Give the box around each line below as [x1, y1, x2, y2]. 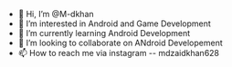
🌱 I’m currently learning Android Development [17, 28, 191, 38]
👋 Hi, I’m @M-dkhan [17, 9, 94, 19]
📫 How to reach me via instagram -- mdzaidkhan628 [17, 48, 220, 58]
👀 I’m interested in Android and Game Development [17, 18, 212, 29]
